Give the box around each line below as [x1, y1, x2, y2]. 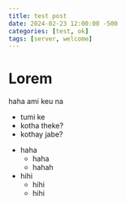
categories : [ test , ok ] [8, 27, 89, 35]
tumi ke [20, 112, 46, 122]
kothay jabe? [20, 129, 63, 139]
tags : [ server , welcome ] [8, 34, 93, 43]
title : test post [8, 11, 67, 20]
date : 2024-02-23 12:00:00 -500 [8, 20, 118, 28]
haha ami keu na [8, 97, 63, 106]
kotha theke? [20, 121, 63, 131]
